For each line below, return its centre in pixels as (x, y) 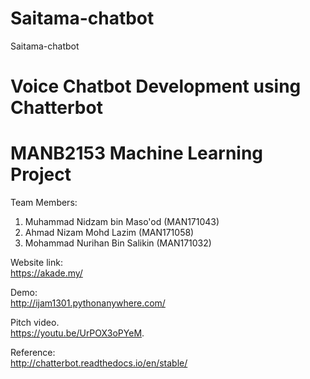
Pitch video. (35, 323)
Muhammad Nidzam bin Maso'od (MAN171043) (122, 222)
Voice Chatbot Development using (156, 86)
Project (41, 174)
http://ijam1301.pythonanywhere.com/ (88, 303)
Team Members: (44, 203)
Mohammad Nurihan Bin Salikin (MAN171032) (118, 243)
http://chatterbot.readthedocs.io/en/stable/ (99, 363)
